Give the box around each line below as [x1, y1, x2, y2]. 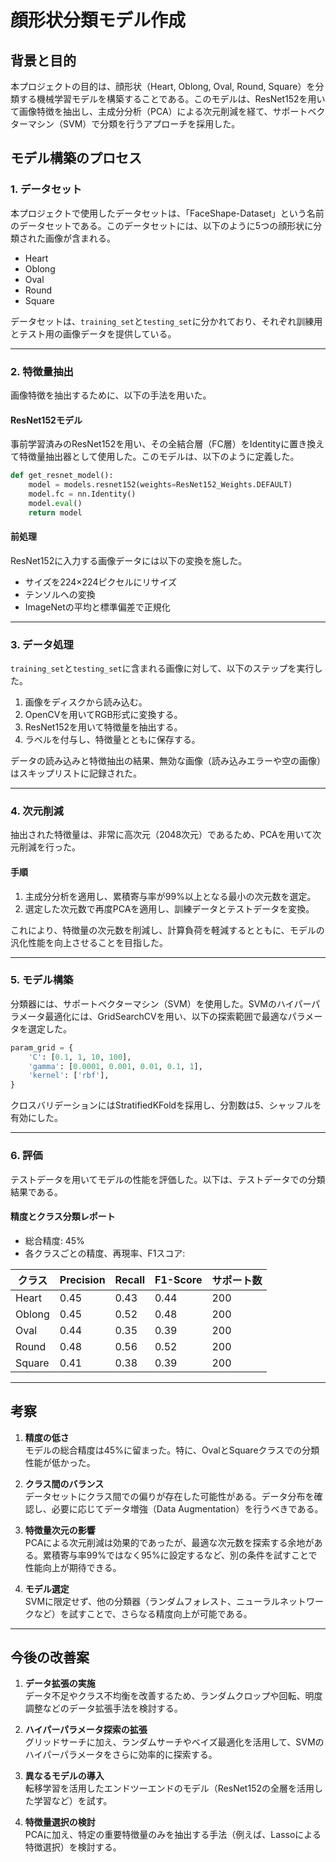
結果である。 [10, 1186, 63, 1198]
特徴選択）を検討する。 [24, 1841, 122, 1853]
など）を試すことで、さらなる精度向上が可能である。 [33, 1607, 253, 1620]
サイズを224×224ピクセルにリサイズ [24, 576, 178, 588]
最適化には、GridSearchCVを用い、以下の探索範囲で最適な [44, 1010, 288, 1022]
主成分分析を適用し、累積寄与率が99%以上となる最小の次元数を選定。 [24, 890, 317, 902]
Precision [59, 1272, 106, 1286]
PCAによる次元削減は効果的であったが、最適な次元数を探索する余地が [24, 1536, 315, 1548]
